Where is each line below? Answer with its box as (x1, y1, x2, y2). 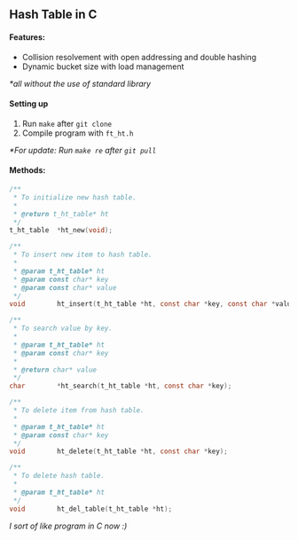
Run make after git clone (21, 118, 113, 129)
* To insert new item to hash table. (12, 250, 153, 260)
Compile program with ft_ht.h (21, 128, 134, 138)
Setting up (9, 98, 49, 109)
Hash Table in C (9, 7, 98, 22)
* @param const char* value (12, 283, 117, 292)
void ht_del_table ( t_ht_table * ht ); (9, 505, 173, 513)
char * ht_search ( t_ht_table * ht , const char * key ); (9, 381, 232, 391)
